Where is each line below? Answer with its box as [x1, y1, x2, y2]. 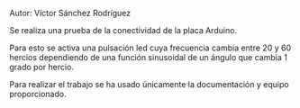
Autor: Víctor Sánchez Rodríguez [9, 8, 132, 18]
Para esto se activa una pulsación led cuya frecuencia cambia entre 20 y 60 [9, 42, 291, 53]
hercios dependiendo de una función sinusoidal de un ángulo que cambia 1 [9, 52, 288, 62]
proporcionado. [9, 89, 67, 99]
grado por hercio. [9, 62, 75, 72]
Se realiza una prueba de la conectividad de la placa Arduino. [9, 25, 237, 35]
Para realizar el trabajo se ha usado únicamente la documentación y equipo [9, 79, 290, 89]
